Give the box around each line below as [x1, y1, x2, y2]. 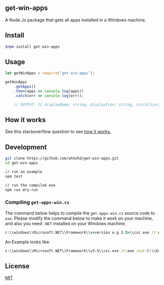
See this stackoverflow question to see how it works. [5, 129, 111, 134]
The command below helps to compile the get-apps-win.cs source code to [5, 210, 155, 216]
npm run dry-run [5, 187, 38, 192]
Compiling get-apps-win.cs [5, 199, 70, 206]
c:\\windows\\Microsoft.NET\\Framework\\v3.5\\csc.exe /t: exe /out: [5, 248, 147, 253]
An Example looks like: [5, 239, 50, 245]
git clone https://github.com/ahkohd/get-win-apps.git [5, 156, 119, 161]
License [5, 262, 30, 270]
